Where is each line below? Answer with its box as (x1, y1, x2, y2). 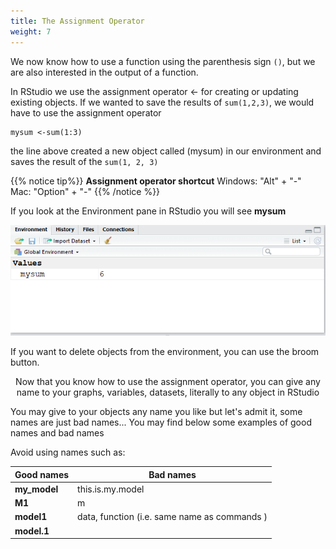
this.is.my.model (77, 483, 145, 495)
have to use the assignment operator (10, 106, 162, 119)
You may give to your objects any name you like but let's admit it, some (10, 406, 303, 418)
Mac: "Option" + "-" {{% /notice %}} (10, 185, 161, 197)
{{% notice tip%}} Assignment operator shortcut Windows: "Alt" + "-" (10, 175, 302, 187)
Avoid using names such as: (10, 446, 126, 459)
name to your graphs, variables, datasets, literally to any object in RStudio (16, 386, 320, 399)
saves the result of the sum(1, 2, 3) (10, 155, 159, 167)
